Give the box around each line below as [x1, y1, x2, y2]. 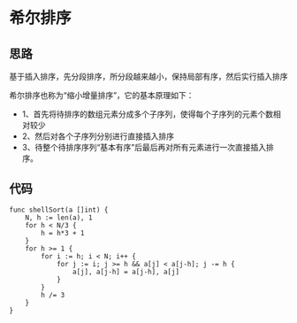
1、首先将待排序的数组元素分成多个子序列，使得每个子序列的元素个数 [21, 109, 274, 119]
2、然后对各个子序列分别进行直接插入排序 [21, 131, 175, 142]
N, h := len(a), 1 [25, 213, 93, 222]
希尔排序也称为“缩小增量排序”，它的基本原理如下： [9, 90, 194, 100]
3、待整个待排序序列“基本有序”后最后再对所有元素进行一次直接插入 [21, 142, 267, 152]
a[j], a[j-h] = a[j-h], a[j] [72, 267, 179, 276]
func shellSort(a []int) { [9, 205, 109, 214]
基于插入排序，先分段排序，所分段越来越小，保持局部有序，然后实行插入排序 [9, 72, 288, 81]
